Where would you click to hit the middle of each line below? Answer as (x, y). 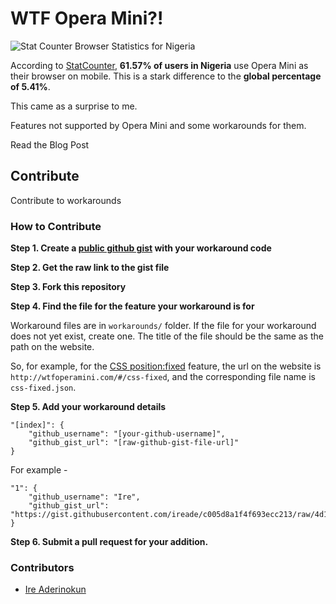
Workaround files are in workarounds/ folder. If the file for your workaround (163, 326)
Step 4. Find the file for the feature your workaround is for (132, 306)
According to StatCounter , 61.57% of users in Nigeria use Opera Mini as (159, 65)
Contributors (42, 567)
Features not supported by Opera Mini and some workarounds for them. (158, 125)
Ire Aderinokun (55, 589)
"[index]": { (37, 425)
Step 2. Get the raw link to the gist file (90, 268)
